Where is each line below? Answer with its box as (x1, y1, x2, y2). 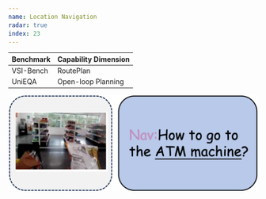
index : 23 (8, 29, 41, 37)
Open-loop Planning (57, 77, 124, 86)
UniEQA (11, 77, 37, 86)
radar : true (8, 21, 47, 29)
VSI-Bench (11, 66, 49, 75)
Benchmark (11, 54, 51, 63)
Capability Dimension (57, 54, 131, 63)
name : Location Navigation (8, 13, 97, 21)
